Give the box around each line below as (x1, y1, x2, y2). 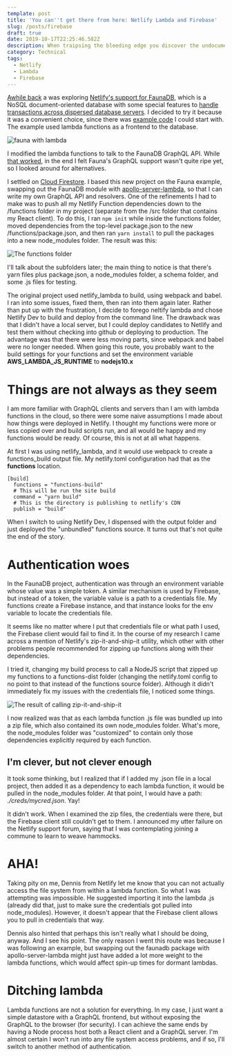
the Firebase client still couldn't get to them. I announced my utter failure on (7, 817, 223, 826)
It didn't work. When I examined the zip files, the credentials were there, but (7, 810, 223, 818)
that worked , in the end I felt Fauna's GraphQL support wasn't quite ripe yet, (7, 157, 224, 165)
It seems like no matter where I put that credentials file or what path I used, (7, 622, 220, 631)
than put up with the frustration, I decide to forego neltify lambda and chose (7, 306, 223, 315)
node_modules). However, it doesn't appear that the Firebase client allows (7, 909, 218, 916)
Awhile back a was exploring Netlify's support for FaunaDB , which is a (7, 93, 206, 102)
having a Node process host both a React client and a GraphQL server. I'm (7, 1028, 219, 1036)
